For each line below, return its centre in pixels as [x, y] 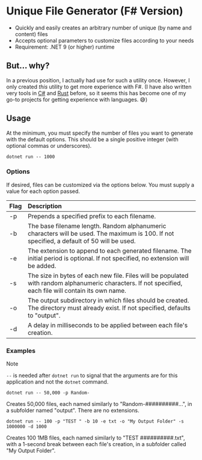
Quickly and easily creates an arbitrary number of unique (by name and [103, 28]
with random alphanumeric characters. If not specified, [105, 283]
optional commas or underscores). [49, 146]
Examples [21, 351]
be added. [42, 266]
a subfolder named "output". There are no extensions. [73, 411]
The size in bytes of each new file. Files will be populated [108, 275]
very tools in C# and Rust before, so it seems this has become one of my [96, 93]
